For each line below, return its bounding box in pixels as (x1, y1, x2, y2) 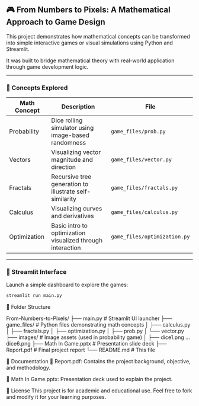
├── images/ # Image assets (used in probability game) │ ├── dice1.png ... (6, 334, 191, 341)
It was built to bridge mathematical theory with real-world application (6, 57, 175, 64)
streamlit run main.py (6, 293, 62, 299)
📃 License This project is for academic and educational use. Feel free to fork (6, 387, 192, 394)
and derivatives (51, 212, 94, 220)
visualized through (51, 236, 102, 245)
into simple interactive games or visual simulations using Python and (6, 39, 174, 46)
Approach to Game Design (6, 17, 105, 27)
